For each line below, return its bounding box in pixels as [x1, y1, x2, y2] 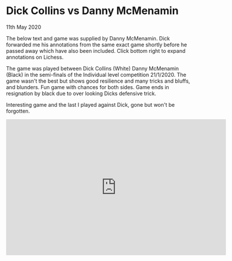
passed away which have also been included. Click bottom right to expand [6, 47, 186, 54]
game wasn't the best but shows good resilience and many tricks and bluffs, [6, 77, 190, 84]
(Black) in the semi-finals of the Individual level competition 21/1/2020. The [6, 71, 186, 78]
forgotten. [6, 107, 30, 114]
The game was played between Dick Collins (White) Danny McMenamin [6, 65, 179, 72]
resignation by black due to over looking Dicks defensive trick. [6, 90, 156, 97]
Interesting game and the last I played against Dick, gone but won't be [6, 101, 175, 108]
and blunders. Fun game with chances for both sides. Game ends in [6, 83, 169, 90]
